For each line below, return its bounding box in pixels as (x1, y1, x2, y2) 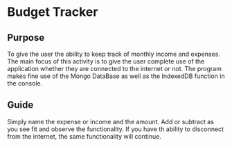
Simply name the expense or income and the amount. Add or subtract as (7, 117, 215, 126)
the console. (7, 79, 43, 87)
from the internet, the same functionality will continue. (7, 132, 161, 140)
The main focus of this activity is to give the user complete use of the (7, 57, 205, 66)
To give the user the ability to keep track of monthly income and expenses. (7, 50, 220, 58)
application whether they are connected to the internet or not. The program (7, 65, 222, 72)
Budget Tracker (7, 4, 98, 20)
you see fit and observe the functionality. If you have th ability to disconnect (7, 125, 224, 133)
